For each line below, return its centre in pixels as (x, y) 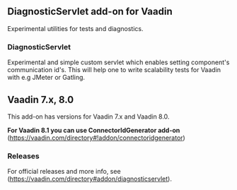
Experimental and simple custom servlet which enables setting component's (118, 62)
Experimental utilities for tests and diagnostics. (75, 28)
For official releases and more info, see (64, 172)
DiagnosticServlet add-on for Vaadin (90, 12)
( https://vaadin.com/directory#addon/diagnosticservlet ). (89, 179)
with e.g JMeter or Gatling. (46, 78)
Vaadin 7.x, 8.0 (41, 99)
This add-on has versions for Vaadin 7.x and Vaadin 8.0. (88, 117)
